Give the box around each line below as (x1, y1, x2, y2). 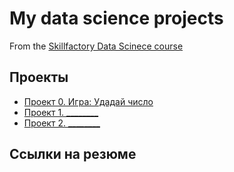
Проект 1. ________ (23, 106, 99, 118)
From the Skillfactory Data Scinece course (9, 40, 184, 52)
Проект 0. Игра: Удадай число (23, 95, 154, 107)
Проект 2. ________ (23, 117, 101, 129)
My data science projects (9, 7, 224, 30)
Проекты (9, 69, 69, 86)
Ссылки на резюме (9, 146, 137, 163)
